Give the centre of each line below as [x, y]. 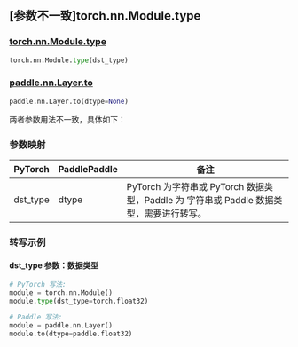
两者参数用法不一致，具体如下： [67, 119]
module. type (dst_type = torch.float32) [79, 301]
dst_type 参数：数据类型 [54, 265]
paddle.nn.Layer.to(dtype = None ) [69, 101]
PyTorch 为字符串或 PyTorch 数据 [195, 187]
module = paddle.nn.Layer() [61, 325]
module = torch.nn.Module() [61, 293]
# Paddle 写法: [36, 317]
